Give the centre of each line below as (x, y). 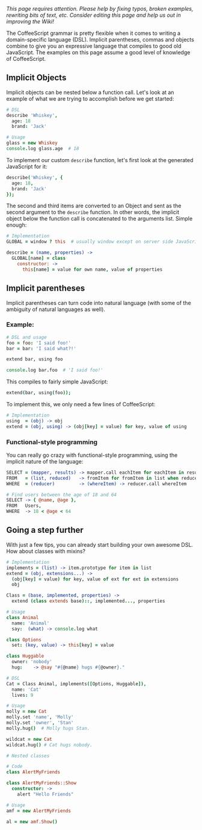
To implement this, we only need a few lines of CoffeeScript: (81, 404)
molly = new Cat (26, 712)
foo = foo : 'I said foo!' (38, 343)
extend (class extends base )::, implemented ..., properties (88, 601)
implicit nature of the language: (45, 461)
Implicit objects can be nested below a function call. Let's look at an (90, 92)
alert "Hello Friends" (45, 794)
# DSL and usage (26, 337)
